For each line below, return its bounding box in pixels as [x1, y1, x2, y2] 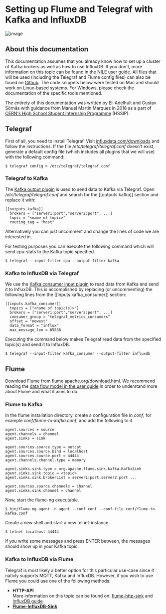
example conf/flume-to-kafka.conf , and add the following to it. [5, 418, 134, 424]
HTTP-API [12, 587, 34, 594]
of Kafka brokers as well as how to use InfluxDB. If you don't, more [5, 63, 143, 69]
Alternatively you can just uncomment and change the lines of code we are [5, 228, 160, 234]
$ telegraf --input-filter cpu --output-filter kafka [5, 258, 120, 263]
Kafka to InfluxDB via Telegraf [5, 270, 79, 277]
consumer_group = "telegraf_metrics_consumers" [9, 314, 111, 319]
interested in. [5, 233, 32, 240]
